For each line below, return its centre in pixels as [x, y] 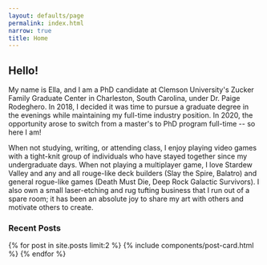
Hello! [23, 70]
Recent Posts [35, 227]
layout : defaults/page [46, 16]
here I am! [25, 132]
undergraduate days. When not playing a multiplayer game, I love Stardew [130, 165]
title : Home [28, 38]
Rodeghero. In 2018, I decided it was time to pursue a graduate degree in [129, 107]
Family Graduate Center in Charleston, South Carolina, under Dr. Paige [124, 98]
